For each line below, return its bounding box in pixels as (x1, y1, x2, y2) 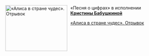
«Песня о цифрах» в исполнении (70, 5, 141, 10)
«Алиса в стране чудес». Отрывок (70, 20, 144, 25)
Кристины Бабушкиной (70, 10, 123, 16)
